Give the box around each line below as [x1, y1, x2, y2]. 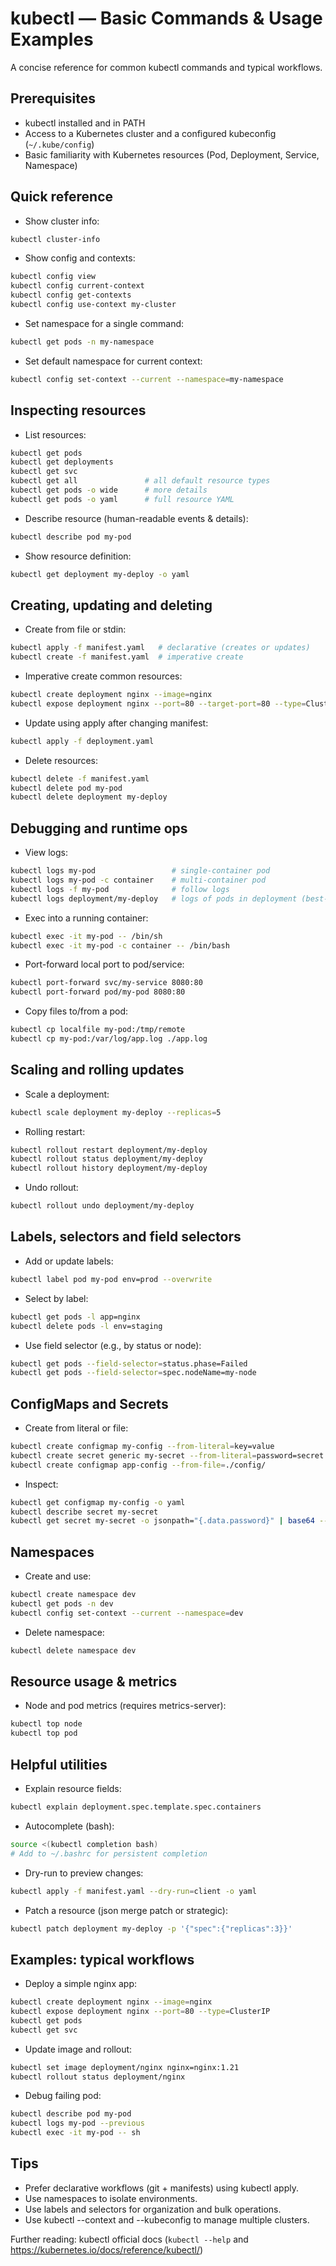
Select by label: [24, 1292, 89, 1304]
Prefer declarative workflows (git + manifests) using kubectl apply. [24, 2182, 299, 2194]
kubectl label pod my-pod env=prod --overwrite [10, 1274, 213, 1284]
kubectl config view [10, 272, 97, 282]
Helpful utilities [10, 1756, 108, 1773]
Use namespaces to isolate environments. [24, 2192, 198, 2204]
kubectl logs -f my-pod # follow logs [10, 884, 230, 894]
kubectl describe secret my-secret [10, 1507, 159, 1517]
